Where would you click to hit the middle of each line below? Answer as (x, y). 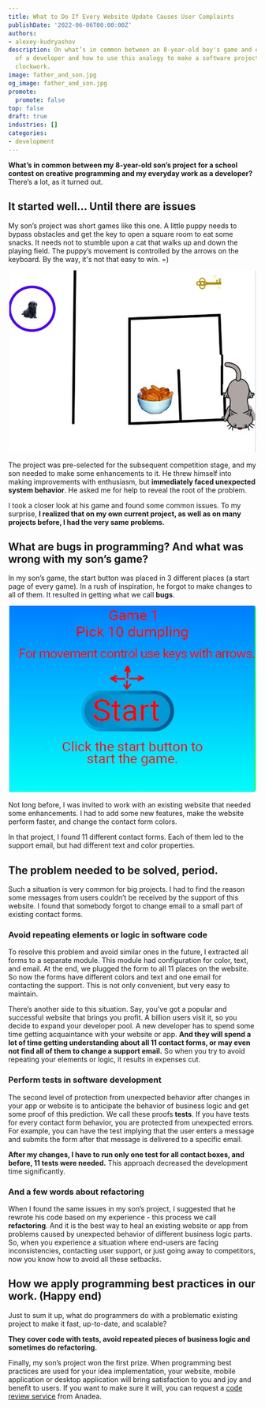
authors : (22, 33)
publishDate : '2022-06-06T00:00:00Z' (70, 25)
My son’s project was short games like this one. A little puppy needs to (123, 226)
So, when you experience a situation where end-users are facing (114, 1242)
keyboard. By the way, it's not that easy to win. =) (89, 259)
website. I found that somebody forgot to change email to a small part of (125, 906)
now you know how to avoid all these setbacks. (85, 1260)
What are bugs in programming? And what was (126, 547)
